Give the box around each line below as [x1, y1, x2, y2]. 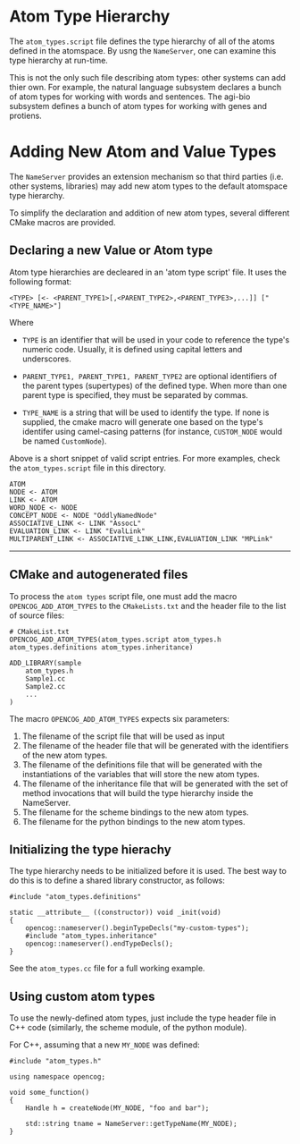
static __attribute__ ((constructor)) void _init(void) [9, 908, 221, 918]
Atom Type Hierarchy [9, 6, 171, 27]
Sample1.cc [25, 674, 66, 683]
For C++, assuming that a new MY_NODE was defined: [9, 1039, 201, 1050]
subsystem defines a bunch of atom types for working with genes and [9, 100, 268, 111]
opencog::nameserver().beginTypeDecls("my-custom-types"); [25, 924, 250, 933]
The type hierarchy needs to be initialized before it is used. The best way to [9, 866, 287, 877]
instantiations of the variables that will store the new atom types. [21, 768, 261, 779]
